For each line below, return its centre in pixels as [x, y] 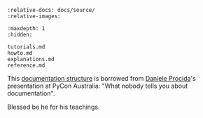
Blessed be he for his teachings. [54, 107]
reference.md [26, 65]
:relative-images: [34, 16]
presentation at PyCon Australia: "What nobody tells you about [98, 86]
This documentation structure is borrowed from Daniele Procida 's [101, 78]
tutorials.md [26, 47]
